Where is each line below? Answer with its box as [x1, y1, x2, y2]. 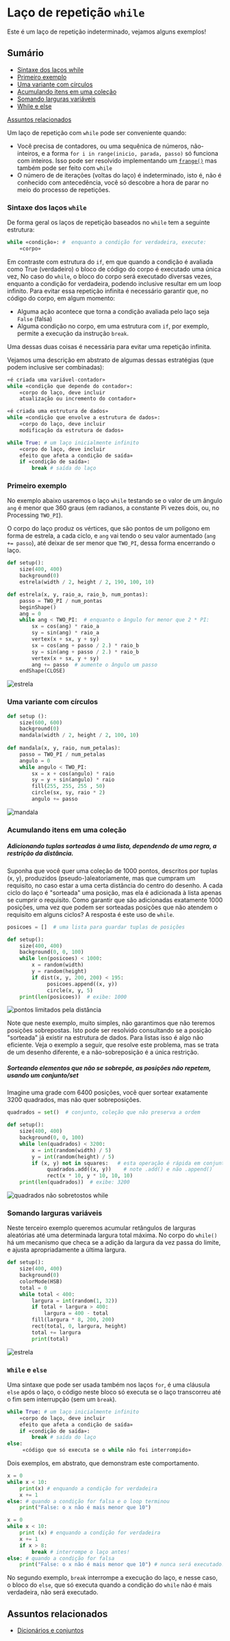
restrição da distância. [7, 849, 74, 858]
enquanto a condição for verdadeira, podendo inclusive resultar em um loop [7, 279, 222, 287]
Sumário [7, 47, 44, 59]
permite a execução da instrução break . [16, 329, 129, 337]
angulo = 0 [19, 757, 51, 764]
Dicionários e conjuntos [16, 1627, 84, 1635]
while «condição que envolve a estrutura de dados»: [7, 414, 161, 421]
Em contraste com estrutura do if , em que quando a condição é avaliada [7, 257, 214, 265]
